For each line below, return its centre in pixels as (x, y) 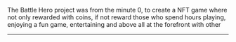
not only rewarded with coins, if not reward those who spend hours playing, (117, 17)
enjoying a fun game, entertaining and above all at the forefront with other (114, 24)
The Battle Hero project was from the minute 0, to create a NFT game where (117, 10)
